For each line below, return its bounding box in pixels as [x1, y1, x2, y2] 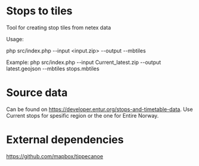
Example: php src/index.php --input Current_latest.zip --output [6, 59, 161, 66]
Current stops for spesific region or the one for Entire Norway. [6, 112, 159, 119]
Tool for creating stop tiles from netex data [6, 24, 112, 31]
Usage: [6, 35, 24, 42]
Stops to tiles [6, 4, 73, 18]
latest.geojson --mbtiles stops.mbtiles [6, 64, 100, 72]
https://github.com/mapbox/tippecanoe [6, 152, 103, 159]
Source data [6, 86, 68, 100]
